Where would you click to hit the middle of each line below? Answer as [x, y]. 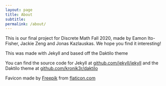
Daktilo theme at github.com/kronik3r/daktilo [52, 68]
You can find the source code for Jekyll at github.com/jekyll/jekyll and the [82, 63]
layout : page [19, 10]
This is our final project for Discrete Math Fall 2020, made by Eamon [76, 38]
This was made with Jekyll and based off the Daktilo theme [67, 53]
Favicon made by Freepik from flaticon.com [50, 78]
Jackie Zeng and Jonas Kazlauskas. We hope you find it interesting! [91, 44]
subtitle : [16, 19]
